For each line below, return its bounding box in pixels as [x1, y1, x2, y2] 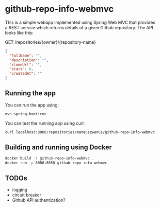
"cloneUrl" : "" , [9, 62, 42, 67]
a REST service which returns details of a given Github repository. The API [5, 24, 154, 30]
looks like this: [5, 30, 34, 35]
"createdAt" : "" [9, 71, 42, 76]
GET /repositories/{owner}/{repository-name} [5, 39, 96, 45]
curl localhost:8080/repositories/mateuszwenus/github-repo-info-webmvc [5, 130, 155, 135]
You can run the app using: [5, 102, 59, 108]
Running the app [5, 89, 56, 98]
